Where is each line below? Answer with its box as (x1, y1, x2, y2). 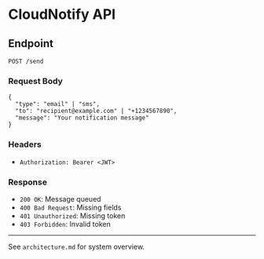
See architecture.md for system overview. (8, 242, 145, 251)
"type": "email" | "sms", (15, 100, 101, 108)
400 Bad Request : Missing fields (19, 202, 122, 212)
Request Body (8, 75, 63, 86)
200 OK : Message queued (19, 194, 101, 203)
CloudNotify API (8, 5, 116, 24)
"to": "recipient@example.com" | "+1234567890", (15, 108, 178, 115)
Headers (8, 139, 42, 150)
